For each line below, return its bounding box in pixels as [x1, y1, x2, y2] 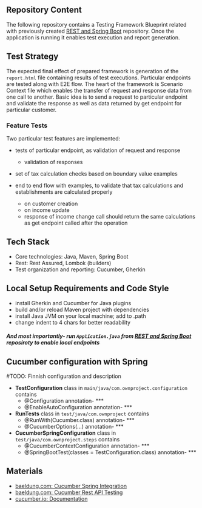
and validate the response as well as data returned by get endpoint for [6, 99, 182, 107]
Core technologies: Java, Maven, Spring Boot [15, 252, 129, 260]
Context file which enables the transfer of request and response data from [6, 87, 192, 94]
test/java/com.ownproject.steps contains [15, 435, 120, 443]
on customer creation [24, 200, 78, 207]
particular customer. [6, 106, 57, 113]
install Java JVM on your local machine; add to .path [15, 312, 147, 320]
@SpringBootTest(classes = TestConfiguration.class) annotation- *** [24, 448, 197, 456]
